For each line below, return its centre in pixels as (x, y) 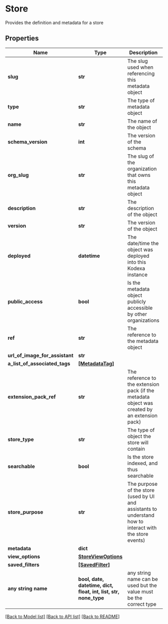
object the (139, 436)
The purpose (142, 484)
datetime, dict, (96, 585)
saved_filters (23, 564)
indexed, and (142, 463)
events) (136, 540)
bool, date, (91, 579)
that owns (139, 175)
